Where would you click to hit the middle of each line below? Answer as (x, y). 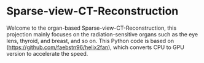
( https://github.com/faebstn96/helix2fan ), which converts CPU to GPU (95, 47)
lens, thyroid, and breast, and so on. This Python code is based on (90, 41)
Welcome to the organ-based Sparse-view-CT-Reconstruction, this (92, 28)
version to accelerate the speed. (47, 53)
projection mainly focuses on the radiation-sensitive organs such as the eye (102, 34)
